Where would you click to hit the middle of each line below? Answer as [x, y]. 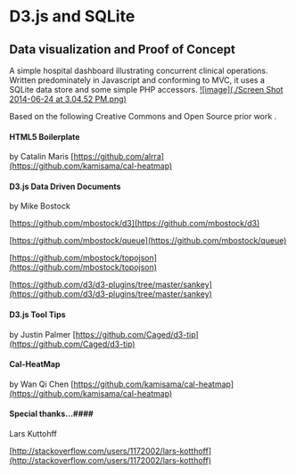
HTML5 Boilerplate [45, 136]
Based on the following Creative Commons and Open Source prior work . [143, 116]
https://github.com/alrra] [119, 157]
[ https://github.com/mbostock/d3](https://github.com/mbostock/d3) [135, 224]
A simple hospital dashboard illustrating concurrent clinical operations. [139, 70]
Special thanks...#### [51, 414]
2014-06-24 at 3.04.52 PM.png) [68, 99]
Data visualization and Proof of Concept [123, 49]
